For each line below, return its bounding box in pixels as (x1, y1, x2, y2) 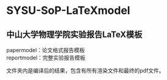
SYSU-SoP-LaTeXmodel (6, 4, 130, 18)
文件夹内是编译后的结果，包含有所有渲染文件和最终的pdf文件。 (6, 67, 165, 74)
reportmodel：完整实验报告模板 (6, 54, 86, 61)
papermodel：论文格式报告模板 (6, 47, 85, 53)
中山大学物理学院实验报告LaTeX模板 (6, 29, 143, 39)
